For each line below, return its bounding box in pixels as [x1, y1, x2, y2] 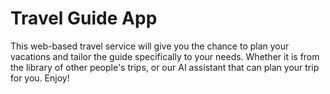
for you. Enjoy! [10, 72, 70, 84]
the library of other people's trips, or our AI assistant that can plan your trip [10, 61, 320, 73]
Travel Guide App [10, 7, 158, 30]
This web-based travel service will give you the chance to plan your [10, 40, 290, 52]
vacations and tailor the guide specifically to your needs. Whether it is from [10, 50, 320, 62]
